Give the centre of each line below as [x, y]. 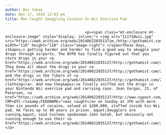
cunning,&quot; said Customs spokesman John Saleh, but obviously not [79, 115]
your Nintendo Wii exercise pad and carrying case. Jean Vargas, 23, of [82, 89]
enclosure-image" [23, 37]
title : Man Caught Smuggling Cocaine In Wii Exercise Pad [66, 19]
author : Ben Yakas [24, 10]
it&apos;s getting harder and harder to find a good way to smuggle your [83, 50]
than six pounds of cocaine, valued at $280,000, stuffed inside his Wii [83, 106]
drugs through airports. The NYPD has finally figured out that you [77, 54]
